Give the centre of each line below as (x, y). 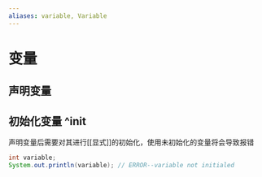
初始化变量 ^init (48, 121)
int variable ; (33, 158)
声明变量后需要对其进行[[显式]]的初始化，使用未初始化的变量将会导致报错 (131, 142)
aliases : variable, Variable (58, 16)
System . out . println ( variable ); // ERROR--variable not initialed (121, 165)
